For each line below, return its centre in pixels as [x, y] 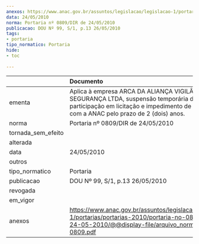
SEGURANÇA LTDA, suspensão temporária [129, 98]
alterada [21, 142]
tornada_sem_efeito [36, 133]
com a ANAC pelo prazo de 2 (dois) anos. [127, 113]
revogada [22, 190]
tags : [13, 34]
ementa [20, 102]
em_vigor [22, 200]
